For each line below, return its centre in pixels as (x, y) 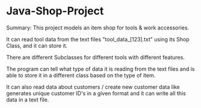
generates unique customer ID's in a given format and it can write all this (96, 93)
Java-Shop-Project (55, 11)
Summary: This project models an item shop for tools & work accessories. (98, 28)
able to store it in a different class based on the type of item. (81, 75)
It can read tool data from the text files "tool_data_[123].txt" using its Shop (98, 39)
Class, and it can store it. (37, 46)
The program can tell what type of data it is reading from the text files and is (100, 69)
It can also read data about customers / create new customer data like (93, 87)
